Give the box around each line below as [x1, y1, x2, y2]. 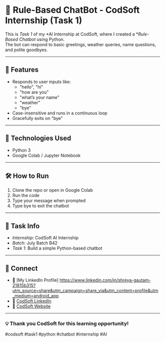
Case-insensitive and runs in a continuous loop [12, 110, 108, 116]
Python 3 [12, 147, 31, 153]
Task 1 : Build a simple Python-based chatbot [12, 245, 103, 251]
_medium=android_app [12, 293, 59, 299]
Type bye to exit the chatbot [12, 203, 69, 209]
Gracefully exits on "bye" [12, 115, 63, 121]
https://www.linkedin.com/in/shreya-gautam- [59, 277, 151, 283]
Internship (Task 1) [5, 15, 82, 26]
